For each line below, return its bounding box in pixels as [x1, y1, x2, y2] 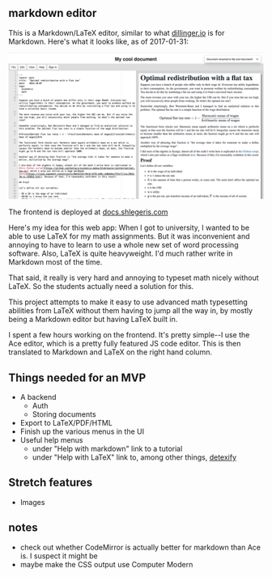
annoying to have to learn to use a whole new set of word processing [8, 240, 239, 250]
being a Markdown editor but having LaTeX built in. [8, 315, 178, 325]
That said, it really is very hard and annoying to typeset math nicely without [8, 273, 259, 282]
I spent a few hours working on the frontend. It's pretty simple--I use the [8, 330, 250, 340]
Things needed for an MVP [8, 371, 147, 384]
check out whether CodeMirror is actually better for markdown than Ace [19, 542, 261, 552]
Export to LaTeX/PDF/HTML [19, 418, 113, 428]
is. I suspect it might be [19, 550, 99, 561]
